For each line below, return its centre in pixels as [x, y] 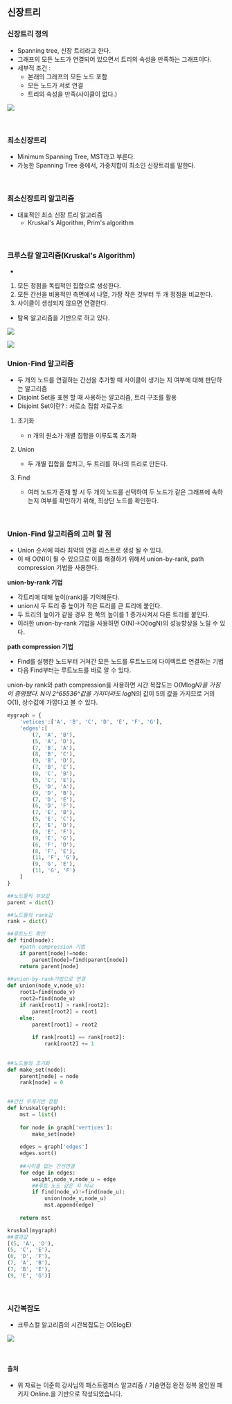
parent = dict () [30, 902]
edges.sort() [38, 1153]
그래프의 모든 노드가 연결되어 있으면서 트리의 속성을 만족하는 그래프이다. [114, 59]
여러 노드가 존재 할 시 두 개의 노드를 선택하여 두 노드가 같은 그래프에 [119, 491]
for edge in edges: [48, 1173]
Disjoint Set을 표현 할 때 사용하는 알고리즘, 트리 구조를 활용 [97, 397]
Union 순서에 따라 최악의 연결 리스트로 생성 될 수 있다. [90, 550]
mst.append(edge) [69, 1205]
